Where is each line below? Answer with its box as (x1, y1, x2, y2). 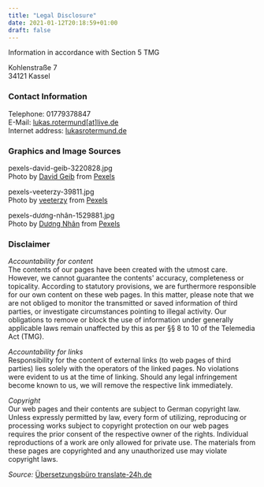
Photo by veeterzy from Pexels (8, 195, 108, 205)
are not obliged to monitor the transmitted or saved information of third (8, 299, 238, 308)
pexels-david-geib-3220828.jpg (8, 163, 113, 173)
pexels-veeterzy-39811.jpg (8, 187, 95, 196)
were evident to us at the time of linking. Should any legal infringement (8, 372, 238, 382)
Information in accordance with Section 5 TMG (8, 48, 160, 58)
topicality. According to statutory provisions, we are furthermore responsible (8, 281, 257, 292)
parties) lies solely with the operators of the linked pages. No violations (8, 364, 239, 374)
